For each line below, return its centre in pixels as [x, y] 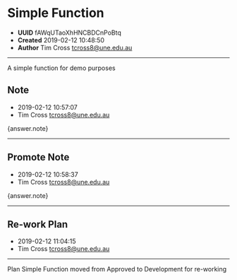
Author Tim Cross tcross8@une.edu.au [75, 47]
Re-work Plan [38, 224]
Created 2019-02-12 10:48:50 [61, 40]
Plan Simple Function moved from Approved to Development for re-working [117, 269]
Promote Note [38, 157]
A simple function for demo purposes [61, 68]
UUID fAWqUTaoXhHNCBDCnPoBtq [69, 33]
